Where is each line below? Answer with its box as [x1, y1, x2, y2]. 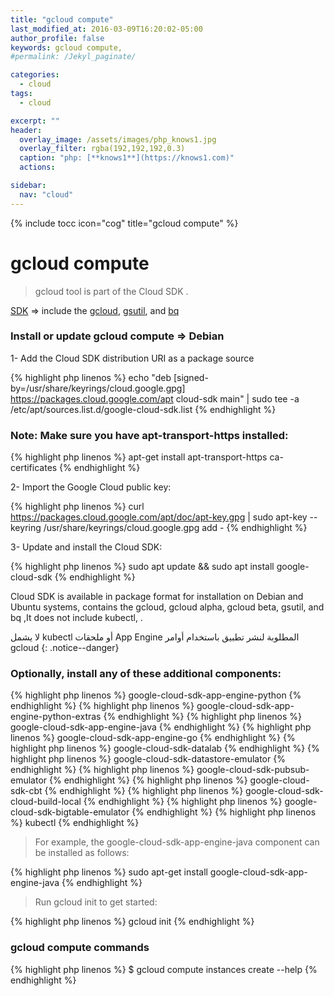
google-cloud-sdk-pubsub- [196, 764, 310, 776]
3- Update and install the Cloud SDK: [10, 541, 163, 553]
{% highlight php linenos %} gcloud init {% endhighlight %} [10, 916, 255, 928]
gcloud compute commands [10, 941, 150, 955]
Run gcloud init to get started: [34, 896, 158, 908]
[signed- [173, 371, 209, 383]
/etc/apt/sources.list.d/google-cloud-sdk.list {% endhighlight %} [10, 403, 277, 415]
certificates [10, 462, 58, 474]
